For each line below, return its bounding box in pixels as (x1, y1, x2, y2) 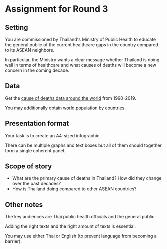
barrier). (5, 238, 22, 244)
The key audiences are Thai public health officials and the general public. (5, 214, 156, 220)
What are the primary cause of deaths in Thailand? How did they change (12, 175, 162, 181)
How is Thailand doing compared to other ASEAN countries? (12, 186, 137, 192)
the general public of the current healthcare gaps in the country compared (5, 42, 158, 48)
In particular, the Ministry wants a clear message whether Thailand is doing (5, 57, 160, 63)
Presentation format (5, 119, 69, 128)
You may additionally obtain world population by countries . (5, 105, 126, 111)
